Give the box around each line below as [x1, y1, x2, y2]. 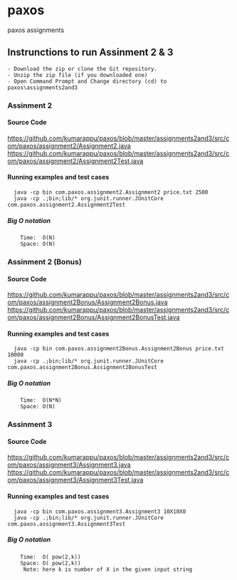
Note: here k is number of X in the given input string [23, 566, 193, 573]
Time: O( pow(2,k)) [20, 553, 81, 561]
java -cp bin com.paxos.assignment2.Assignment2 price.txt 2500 [14, 189, 209, 196]
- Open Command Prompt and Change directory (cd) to [7, 78, 167, 85]
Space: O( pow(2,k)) [20, 559, 81, 566]
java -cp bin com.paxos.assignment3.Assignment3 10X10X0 [14, 508, 186, 515]
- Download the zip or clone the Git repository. [7, 65, 158, 73]
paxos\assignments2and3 [7, 84, 78, 91]
